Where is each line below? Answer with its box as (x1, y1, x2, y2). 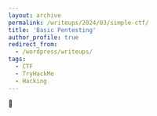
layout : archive (8, 11, 61, 20)
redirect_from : (8, 41, 58, 49)
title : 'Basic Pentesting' (8, 26, 97, 34)
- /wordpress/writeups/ (15, 48, 93, 56)
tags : (8, 56, 26, 63)
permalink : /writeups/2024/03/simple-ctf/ (8, 19, 149, 27)
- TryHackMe (15, 70, 55, 78)
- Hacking (15, 77, 47, 85)
